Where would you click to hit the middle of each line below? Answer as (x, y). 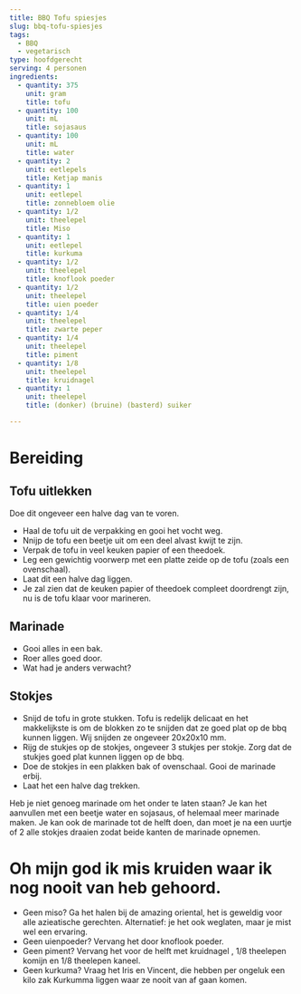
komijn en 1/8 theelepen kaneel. (81, 960)
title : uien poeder (62, 304)
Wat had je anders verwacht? (77, 668)
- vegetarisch (44, 52)
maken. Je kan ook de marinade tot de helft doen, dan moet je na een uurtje (150, 822)
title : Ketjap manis (64, 178)
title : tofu (48, 102)
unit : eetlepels (56, 169)
